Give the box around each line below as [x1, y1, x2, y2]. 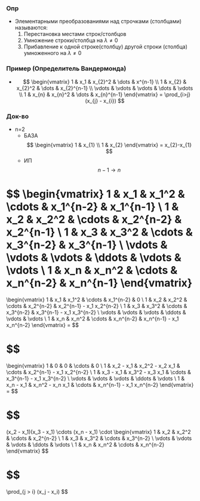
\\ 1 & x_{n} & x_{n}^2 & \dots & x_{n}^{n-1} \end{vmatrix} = [19, 91, 163, 98]
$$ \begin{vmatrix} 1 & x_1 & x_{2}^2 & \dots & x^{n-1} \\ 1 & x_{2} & [23, 78, 187, 85]
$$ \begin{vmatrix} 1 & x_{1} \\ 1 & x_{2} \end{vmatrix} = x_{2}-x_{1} [26, 141, 192, 148]
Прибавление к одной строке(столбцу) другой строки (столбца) [23, 43, 188, 50]
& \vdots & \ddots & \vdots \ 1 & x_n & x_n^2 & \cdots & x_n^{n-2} [6, 441, 165, 448]
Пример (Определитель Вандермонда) [6, 65, 127, 73]
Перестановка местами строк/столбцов [23, 30, 127, 38]
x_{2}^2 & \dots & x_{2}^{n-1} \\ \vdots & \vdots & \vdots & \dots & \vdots [16, 84, 193, 91]
